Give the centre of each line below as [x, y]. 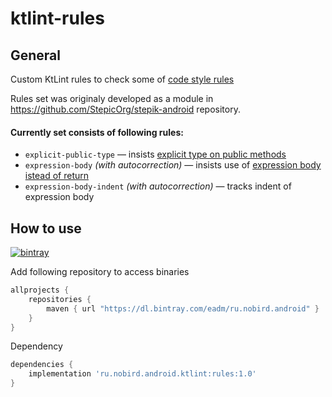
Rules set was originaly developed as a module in [112, 98]
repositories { [60, 299]
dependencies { [42, 365]
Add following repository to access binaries [100, 272]
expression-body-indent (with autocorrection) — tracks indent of [158, 186]
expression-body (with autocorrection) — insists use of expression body [173, 165]
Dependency [36, 346]
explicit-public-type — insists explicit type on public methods [155, 154]
